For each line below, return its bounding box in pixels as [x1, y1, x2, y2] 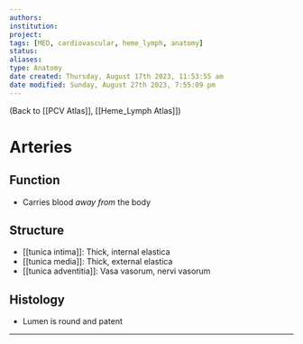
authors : [9, 13, 42, 23]
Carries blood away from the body [22, 196, 151, 208]
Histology [9, 292, 65, 307]
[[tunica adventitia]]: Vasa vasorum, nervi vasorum [22, 265, 211, 276]
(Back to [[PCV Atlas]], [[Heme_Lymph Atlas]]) [9, 105, 182, 116]
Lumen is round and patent [22, 316, 124, 327]
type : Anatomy [9, 64, 63, 73]
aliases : [9, 55, 42, 64]
